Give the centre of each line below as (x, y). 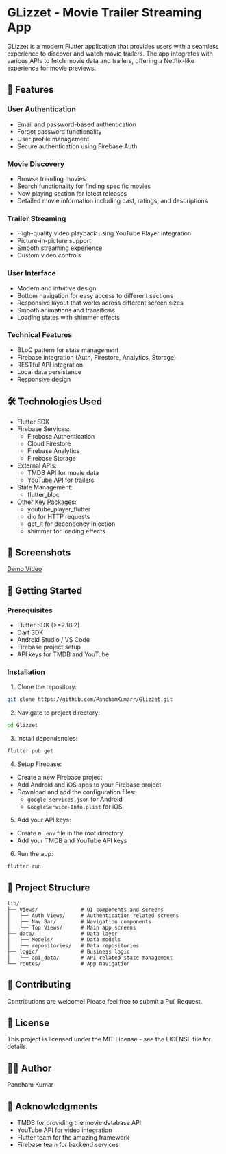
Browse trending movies (51, 178)
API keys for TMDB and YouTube (63, 654)
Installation (26, 672)
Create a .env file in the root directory (70, 833)
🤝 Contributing (39, 985)
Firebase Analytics (53, 450)
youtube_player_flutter (59, 509)
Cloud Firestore (49, 443)
